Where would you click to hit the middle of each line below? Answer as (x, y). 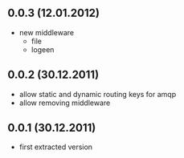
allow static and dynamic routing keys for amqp (98, 94)
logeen (43, 49)
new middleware (46, 32)
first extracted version (56, 147)
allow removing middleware (65, 103)
